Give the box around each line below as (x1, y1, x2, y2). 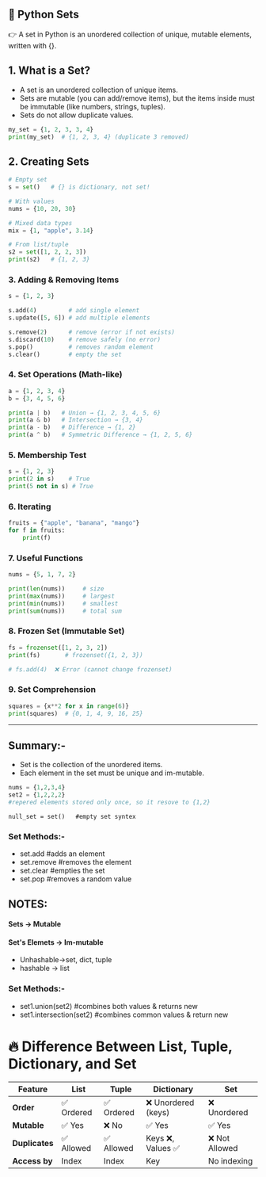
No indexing (207, 1155, 253, 1166)
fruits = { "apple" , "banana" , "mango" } (8, 519, 140, 527)
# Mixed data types (8, 219, 73, 227)
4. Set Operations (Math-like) (8, 369, 123, 380)
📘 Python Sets (8, 8, 79, 21)
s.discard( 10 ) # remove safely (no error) (8, 335, 161, 343)
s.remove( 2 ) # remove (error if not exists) (8, 328, 176, 336)
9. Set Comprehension (8, 684, 97, 695)
